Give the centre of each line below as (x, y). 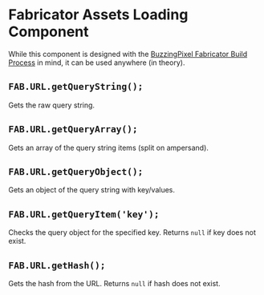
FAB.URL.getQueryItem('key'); (84, 214)
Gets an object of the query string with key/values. (91, 190)
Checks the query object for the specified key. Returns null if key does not (132, 232)
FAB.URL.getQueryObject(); (76, 172)
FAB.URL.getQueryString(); (76, 87)
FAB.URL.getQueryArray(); (73, 129)
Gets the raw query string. (51, 105)
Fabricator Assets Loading (98, 15)
